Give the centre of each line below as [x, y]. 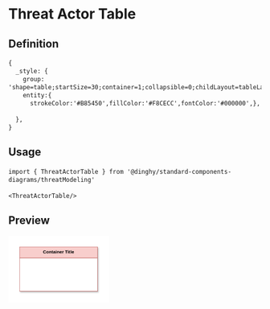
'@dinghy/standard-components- [179, 171]
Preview [29, 221]
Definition [33, 44]
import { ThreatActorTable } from [66, 171]
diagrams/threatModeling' [51, 179]
